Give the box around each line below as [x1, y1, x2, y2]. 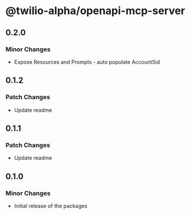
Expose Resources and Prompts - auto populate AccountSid [14, 58, 160, 65]
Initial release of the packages [14, 202, 88, 209]
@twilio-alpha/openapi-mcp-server [5, 4, 186, 18]
